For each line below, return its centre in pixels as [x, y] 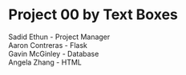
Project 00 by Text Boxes [93, 15]
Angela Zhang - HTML [45, 62]
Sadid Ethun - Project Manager [59, 37]
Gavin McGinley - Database [54, 53]
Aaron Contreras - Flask [48, 45]
